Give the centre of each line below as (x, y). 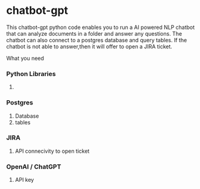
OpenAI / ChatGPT (34, 167)
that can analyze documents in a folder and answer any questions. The (94, 33)
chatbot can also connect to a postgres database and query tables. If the (97, 40)
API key (24, 180)
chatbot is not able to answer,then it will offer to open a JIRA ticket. (89, 46)
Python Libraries (31, 74)
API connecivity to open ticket (52, 151)
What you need (25, 58)
